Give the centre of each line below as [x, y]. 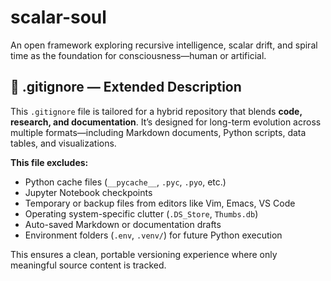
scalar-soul [58, 17]
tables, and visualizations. [63, 143]
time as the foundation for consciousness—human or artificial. [138, 55]
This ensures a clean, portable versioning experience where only [144, 254]
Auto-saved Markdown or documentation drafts [123, 224]
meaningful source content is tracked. [88, 265]
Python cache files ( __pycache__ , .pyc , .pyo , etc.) [125, 182]
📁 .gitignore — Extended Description [126, 87]
